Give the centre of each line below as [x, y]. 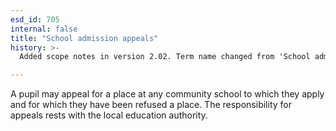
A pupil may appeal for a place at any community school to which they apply [167, 94]
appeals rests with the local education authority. [109, 115]
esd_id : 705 [35, 19]
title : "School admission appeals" [84, 38]
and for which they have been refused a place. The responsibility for [151, 105]
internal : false [44, 29]
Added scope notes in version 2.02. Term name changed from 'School [165, 57]
